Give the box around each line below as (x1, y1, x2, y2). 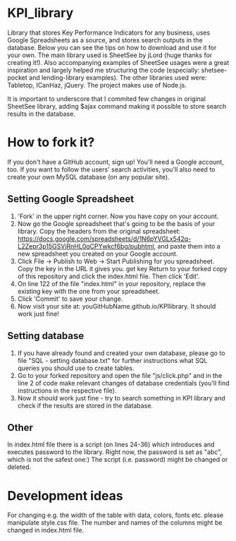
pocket (7, 73, 28, 82)
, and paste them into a (154, 242, 221, 250)
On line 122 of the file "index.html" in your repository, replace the (17, 279, 206, 287)
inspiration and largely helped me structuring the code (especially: (7, 66, 200, 74)
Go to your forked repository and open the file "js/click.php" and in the (17, 371, 223, 379)
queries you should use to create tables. (17, 364, 135, 372)
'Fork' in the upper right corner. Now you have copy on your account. (17, 212, 219, 220)
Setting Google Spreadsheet (7, 193, 135, 206)
